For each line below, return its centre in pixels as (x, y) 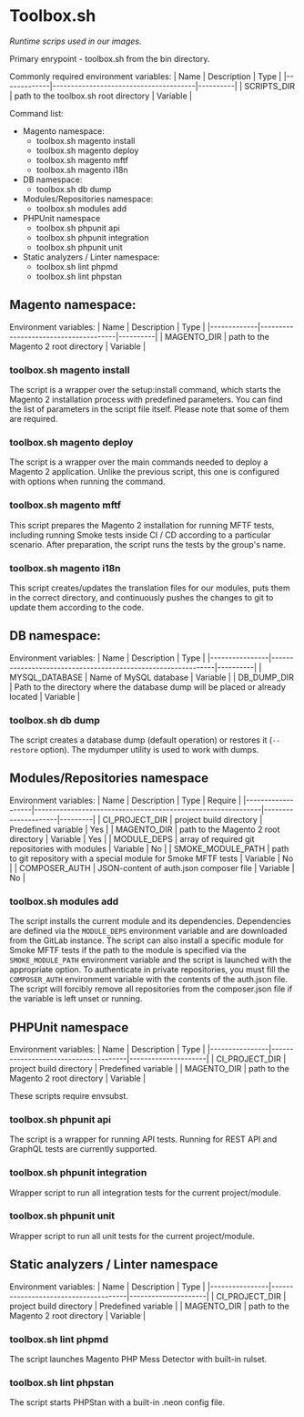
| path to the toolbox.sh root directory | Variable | (101, 96)
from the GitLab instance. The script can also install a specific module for (147, 940)
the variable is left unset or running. (76, 999)
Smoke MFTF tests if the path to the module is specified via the (128, 950)
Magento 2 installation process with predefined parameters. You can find (147, 400)
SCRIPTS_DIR (270, 86)
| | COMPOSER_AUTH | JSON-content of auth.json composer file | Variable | (152, 868)
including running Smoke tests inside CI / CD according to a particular (140, 535)
